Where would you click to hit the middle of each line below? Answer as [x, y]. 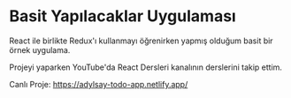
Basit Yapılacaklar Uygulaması [123, 16]
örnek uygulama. [40, 49]
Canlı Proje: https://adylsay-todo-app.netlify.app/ [99, 84]
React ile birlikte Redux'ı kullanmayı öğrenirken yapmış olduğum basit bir [141, 41]
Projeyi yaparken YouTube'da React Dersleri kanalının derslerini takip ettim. [146, 67]
